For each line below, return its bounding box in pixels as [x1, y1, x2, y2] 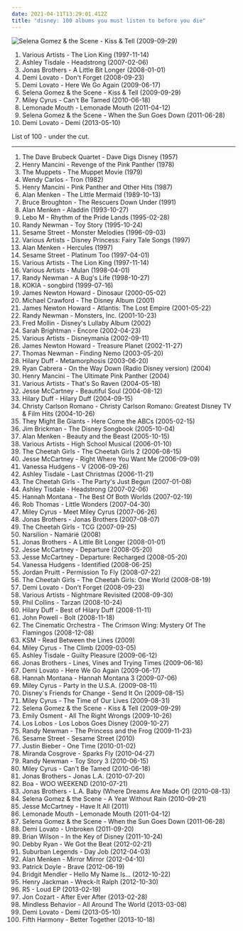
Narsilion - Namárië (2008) [21, 530, 102, 539]
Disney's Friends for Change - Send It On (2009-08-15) [21, 689, 185, 697]
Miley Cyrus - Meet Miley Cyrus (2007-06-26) [21, 507, 158, 516]
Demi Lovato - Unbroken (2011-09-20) [21, 824, 134, 833]
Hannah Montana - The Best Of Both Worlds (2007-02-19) [21, 492, 193, 501]
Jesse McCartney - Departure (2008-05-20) [21, 545, 153, 554]
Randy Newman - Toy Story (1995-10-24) [21, 220, 143, 229]
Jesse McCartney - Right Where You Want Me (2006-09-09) [21, 454, 200, 463]
